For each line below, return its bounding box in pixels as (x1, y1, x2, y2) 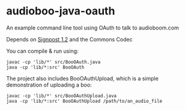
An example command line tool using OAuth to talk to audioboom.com (6, 24, 179, 31)
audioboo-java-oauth (6, 4, 115, 18)
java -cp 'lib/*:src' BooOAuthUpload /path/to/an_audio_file (6, 98, 163, 104)
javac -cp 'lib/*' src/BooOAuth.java (6, 59, 101, 65)
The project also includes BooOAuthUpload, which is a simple (6, 75, 159, 82)
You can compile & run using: (6, 47, 79, 55)
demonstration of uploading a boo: (6, 81, 92, 88)
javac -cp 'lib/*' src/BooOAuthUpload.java (6, 93, 117, 99)
